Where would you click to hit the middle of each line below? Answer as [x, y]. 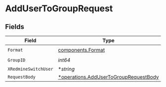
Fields [15, 27]
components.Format [82, 50]
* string [66, 69]
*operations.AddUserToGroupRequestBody [108, 77]
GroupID [17, 60]
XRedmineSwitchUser [30, 69]
